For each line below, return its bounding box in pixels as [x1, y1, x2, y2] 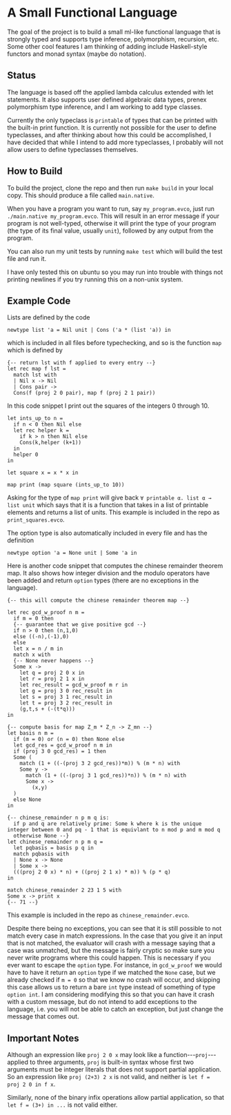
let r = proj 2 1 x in [19, 675, 85, 682]
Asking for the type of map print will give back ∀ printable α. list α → [7, 493, 212, 502]
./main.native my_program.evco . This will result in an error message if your [7, 212, 219, 220]
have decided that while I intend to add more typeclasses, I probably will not [7, 138, 224, 146]
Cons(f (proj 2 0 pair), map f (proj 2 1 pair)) [13, 390, 156, 397]
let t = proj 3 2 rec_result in [19, 700, 112, 707]
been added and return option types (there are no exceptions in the [7, 576, 199, 584]
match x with [13, 651, 51, 658]
